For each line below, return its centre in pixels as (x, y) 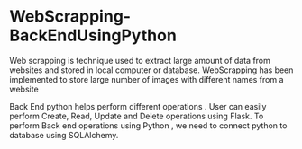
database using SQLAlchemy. (64, 135)
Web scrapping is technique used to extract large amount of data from (140, 60)
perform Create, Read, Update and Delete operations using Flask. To (137, 116)
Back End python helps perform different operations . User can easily (138, 106)
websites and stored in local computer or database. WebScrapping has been (151, 70)
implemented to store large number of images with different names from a (146, 79)
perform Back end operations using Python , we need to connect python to (148, 125)
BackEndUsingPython (93, 35)
